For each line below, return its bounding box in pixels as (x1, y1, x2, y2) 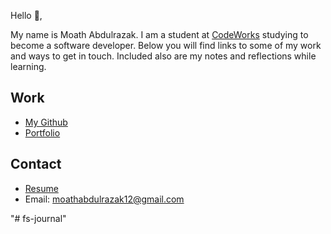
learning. (10, 61, 47, 72)
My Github (24, 116, 68, 128)
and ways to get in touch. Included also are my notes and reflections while (10, 50, 317, 62)
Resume (24, 182, 59, 194)
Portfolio (24, 126, 61, 139)
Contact (10, 156, 62, 173)
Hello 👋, (10, 10, 43, 21)
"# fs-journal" (10, 212, 67, 224)
